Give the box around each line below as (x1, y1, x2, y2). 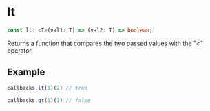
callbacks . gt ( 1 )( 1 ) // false (7, 97, 91, 103)
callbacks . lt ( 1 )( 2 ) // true (7, 84, 88, 91)
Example (7, 66, 45, 78)
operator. (7, 46, 33, 55)
